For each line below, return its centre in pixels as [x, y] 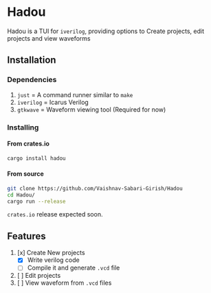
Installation [32, 60]
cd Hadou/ [21, 195]
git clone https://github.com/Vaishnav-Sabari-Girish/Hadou [95, 188]
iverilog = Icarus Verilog [53, 102]
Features [26, 236]
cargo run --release [37, 201]
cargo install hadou [37, 158]
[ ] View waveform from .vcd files [64, 283]
